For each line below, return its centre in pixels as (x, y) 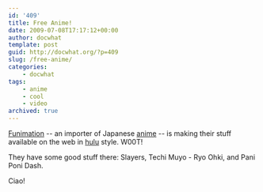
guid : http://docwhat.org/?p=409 (63, 52)
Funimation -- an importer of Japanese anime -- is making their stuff (120, 134)
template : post (33, 45)
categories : (28, 67)
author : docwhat (35, 38)
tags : (17, 81)
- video (35, 104)
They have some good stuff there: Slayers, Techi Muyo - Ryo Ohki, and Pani (132, 157)
